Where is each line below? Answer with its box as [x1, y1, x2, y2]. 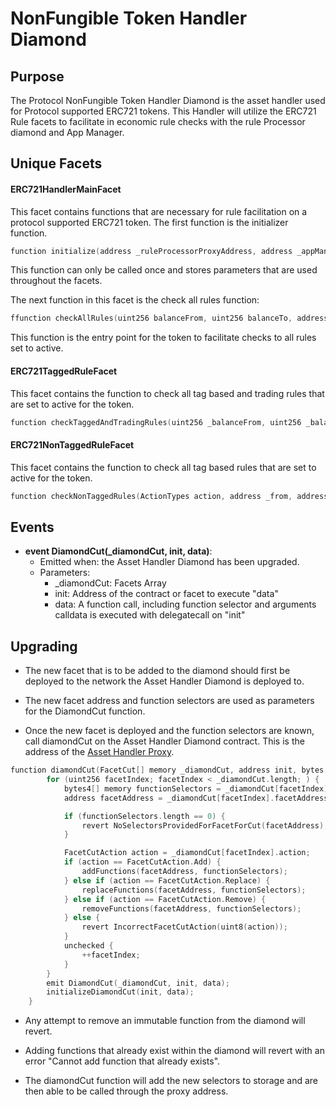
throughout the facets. [10, 275, 103, 287]
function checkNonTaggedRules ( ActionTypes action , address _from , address [10, 491, 329, 501]
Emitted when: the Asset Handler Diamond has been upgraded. [39, 556, 300, 568]
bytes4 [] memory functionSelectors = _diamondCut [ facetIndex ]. [63, 783, 333, 794]
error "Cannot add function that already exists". [24, 1055, 221, 1067]
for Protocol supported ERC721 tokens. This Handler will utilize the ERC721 [10, 105, 317, 117]
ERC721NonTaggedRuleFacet [10, 439, 135, 451]
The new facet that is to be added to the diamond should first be [24, 665, 291, 677]
